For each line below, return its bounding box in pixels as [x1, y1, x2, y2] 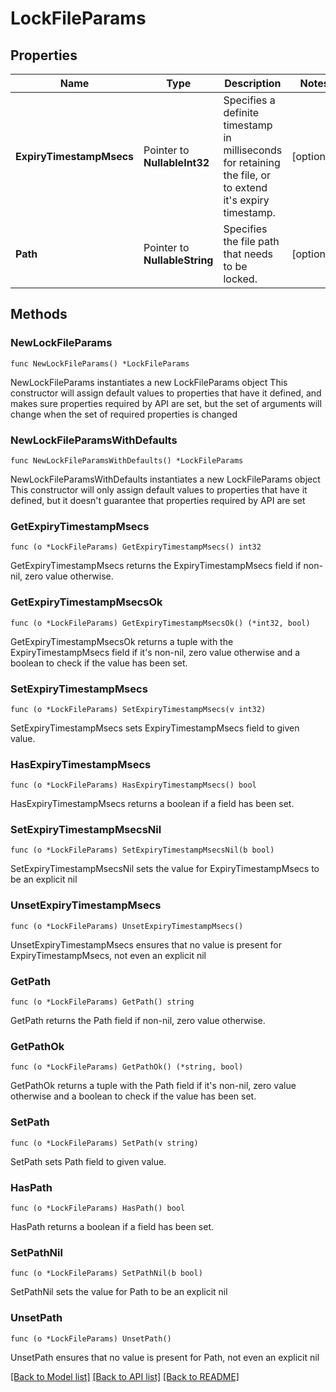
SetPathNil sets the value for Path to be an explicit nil [10, 1286, 228, 1298]
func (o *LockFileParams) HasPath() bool [10, 1203, 186, 1213]
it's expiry [223, 193, 270, 207]
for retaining [223, 156, 281, 169]
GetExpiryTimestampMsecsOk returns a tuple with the [10, 635, 234, 647]
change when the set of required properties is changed [10, 408, 238, 420]
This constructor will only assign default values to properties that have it [10, 483, 308, 496]
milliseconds [223, 143, 283, 157]
